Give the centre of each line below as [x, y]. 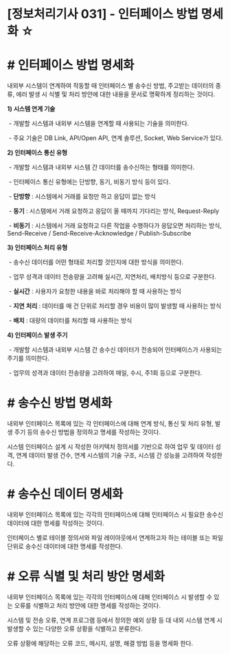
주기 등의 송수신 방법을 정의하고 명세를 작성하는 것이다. [88, 432]
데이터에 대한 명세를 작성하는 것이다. [56, 523]
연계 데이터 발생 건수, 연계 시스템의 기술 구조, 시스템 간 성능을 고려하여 [110, 455]
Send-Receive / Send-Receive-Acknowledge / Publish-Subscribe [99, 234]
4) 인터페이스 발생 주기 [37, 335]
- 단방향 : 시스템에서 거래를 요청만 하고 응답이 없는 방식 [82, 196]
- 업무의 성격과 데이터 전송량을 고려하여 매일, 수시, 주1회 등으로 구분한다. [105, 373]
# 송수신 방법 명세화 [60, 403]
